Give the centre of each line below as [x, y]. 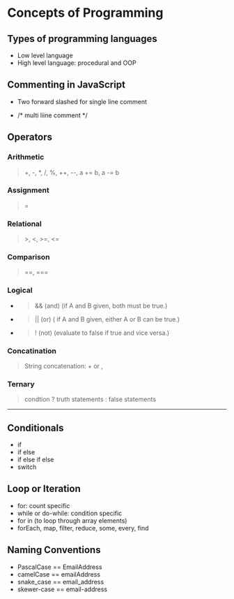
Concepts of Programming [85, 13]
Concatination [32, 351]
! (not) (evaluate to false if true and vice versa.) [102, 333]
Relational [24, 224]
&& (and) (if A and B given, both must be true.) [101, 305]
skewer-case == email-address [62, 589]
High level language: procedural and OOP [77, 63]
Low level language [45, 55]
